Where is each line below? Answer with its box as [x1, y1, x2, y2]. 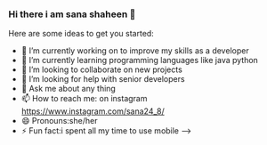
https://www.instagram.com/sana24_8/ [20, 106, 166, 117]
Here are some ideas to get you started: [8, 28, 155, 39]
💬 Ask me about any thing [20, 84, 117, 94]
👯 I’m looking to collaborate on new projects [20, 64, 183, 75]
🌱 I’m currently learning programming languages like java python [20, 55, 259, 66]
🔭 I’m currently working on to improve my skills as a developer [20, 45, 250, 56]
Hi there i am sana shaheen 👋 [8, 8, 136, 20]
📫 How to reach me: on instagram [20, 93, 148, 104]
